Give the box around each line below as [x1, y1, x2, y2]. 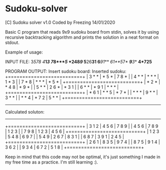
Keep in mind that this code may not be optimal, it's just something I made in [5, 154, 161, 160]
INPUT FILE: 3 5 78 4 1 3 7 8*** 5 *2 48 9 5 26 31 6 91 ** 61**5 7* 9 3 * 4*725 [5, 58, 152, 64]
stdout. [5, 39, 20, 45]
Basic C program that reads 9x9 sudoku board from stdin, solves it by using [5, 29, 159, 35]
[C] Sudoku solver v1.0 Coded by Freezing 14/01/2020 [5, 19, 115, 25]
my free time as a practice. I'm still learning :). [5, 159, 98, 165]
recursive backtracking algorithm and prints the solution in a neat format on [5, 34, 159, 40]
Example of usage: [5, 49, 43, 55]
